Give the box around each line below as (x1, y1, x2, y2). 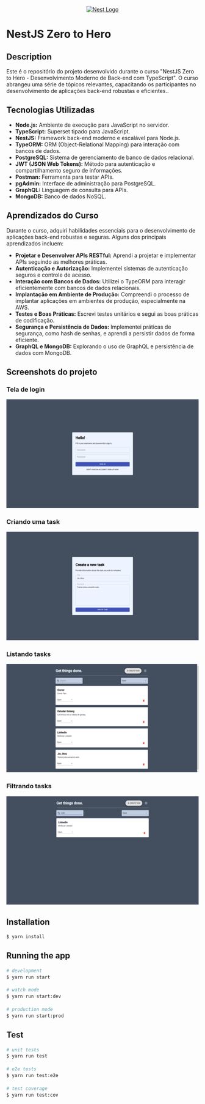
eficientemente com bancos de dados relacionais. (15, 284, 141, 291)
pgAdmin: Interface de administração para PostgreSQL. (15, 179, 156, 187)
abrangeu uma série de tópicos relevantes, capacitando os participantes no (6, 81, 196, 88)
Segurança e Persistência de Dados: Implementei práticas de (15, 323, 171, 330)
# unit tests (6, 1046, 40, 1053)
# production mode (6, 1006, 53, 1012)
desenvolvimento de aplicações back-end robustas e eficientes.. (6, 88, 169, 94)
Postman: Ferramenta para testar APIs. (15, 173, 114, 181)
